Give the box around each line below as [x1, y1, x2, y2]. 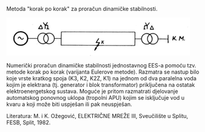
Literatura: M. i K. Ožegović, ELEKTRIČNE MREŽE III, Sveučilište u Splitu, [6, 113, 188, 119]
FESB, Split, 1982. [6, 119, 51, 126]
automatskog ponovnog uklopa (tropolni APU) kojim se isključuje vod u [6, 94, 185, 101]
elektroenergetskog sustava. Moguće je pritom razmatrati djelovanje [6, 88, 179, 95]
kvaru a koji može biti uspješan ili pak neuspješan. [6, 100, 133, 108]
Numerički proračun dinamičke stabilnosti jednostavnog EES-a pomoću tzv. [6, 62, 197, 69]
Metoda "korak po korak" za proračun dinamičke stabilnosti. [6, 5, 158, 12]
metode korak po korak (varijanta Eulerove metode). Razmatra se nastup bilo [6, 68, 199, 75]
